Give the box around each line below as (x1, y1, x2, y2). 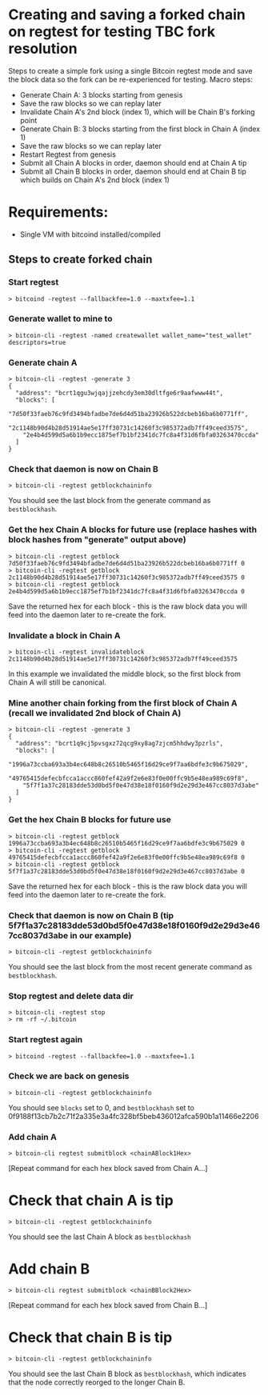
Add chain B (8, 1260, 90, 1278)
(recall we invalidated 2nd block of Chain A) (8, 707, 182, 718)
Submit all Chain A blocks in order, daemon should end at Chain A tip (19, 158, 247, 167)
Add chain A (8, 1131, 58, 1142)
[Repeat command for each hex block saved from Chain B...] (8, 1301, 208, 1309)
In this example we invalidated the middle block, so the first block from (8, 670, 242, 679)
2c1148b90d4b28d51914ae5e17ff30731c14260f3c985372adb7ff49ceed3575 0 (8, 574, 246, 582)
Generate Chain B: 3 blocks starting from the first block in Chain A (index (19, 124, 261, 134)
